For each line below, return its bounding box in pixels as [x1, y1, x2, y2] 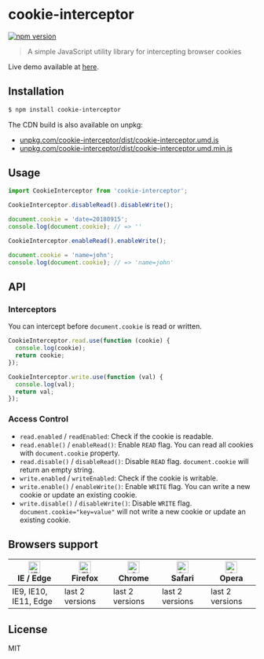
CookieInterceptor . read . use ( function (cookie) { [8, 337, 170, 345]
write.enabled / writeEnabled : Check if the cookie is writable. [19, 473, 218, 483]
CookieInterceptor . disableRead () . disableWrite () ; [8, 201, 174, 209]
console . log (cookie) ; [15, 344, 86, 352]
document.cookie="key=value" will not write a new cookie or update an [19, 506, 246, 516]
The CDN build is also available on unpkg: [8, 120, 143, 129]
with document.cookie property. [19, 448, 120, 458]
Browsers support [8, 537, 98, 551]
